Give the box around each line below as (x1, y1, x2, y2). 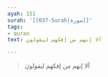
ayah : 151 (7, 10, 36, 17)
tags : (7, 23, 23, 30)
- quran (7, 29, 30, 37)
